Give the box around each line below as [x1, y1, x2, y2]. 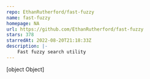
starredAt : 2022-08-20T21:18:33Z [6, 37, 92, 43]
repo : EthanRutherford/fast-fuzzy [6, 9, 95, 15]
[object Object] [6, 66, 45, 73]
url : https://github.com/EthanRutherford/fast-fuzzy [6, 26, 144, 32]
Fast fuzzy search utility [17, 49, 86, 55]
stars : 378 [6, 32, 34, 38]
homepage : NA [6, 20, 40, 26]
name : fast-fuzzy [6, 15, 51, 21]
